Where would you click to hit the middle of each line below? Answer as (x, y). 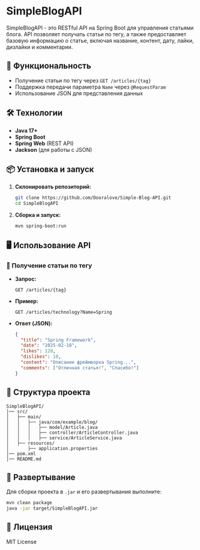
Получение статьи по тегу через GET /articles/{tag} (83, 80)
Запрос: (26, 279)
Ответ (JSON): (34, 323)
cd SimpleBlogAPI (37, 204)
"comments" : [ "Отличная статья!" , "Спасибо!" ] (80, 368)
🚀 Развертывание (41, 477)
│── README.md (24, 459)
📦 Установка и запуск (50, 169)
